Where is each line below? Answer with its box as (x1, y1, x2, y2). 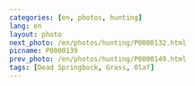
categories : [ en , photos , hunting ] (9, 13, 143, 22)
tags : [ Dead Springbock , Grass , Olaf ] (9, 64, 155, 73)
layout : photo (9, 30, 63, 39)
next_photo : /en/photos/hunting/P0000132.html (9, 38, 187, 47)
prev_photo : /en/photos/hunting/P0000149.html (9, 55, 187, 64)
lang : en (9, 21, 42, 30)
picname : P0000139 (9, 47, 78, 56)
